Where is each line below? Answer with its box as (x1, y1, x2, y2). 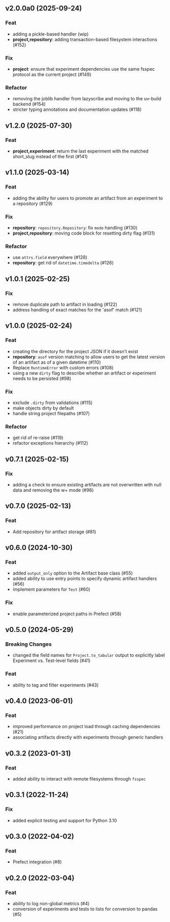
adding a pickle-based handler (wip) (12, 31, 89, 37)
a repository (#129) (12, 200, 53, 207)
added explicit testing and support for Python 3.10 (12, 817, 117, 823)
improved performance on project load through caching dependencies (12, 724, 160, 730)
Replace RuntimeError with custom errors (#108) (12, 364, 114, 370)
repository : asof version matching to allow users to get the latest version (12, 354, 165, 360)
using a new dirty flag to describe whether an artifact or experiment (12, 370, 156, 376)
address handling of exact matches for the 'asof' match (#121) (12, 306, 143, 312)
